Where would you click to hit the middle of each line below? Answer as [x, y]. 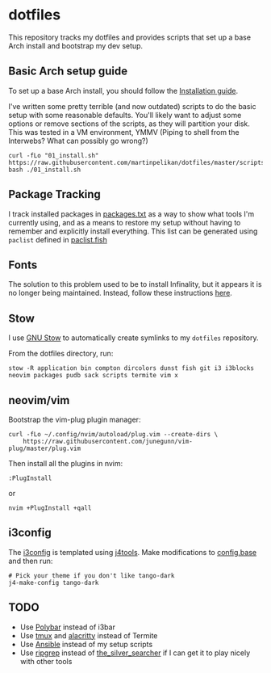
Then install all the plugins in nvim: [66, 463]
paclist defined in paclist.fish [58, 239]
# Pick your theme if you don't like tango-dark [92, 575]
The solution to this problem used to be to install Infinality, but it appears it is [135, 284]
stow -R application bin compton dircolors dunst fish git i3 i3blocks [131, 368]
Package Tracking [54, 194]
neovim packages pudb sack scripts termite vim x [94, 376]
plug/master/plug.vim [45, 448]
